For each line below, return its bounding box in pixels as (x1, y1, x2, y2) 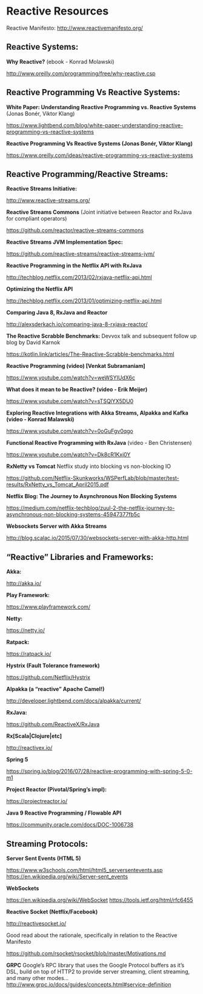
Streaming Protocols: (6, 838, 88, 849)
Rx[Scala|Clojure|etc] (6, 732, 62, 740)
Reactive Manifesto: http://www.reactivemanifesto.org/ (6, 24, 144, 32)
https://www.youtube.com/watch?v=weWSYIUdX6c (6, 374, 135, 381)
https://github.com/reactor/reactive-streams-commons (6, 227, 144, 234)
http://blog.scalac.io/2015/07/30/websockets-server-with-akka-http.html (6, 535, 189, 542)
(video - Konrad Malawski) (6, 416, 75, 423)
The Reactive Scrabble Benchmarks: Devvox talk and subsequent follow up (6, 332, 197, 340)
